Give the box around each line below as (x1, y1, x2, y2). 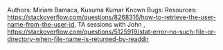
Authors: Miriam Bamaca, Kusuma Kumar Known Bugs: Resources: (7, 6, 197, 14)
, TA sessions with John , (73, 21, 145, 28)
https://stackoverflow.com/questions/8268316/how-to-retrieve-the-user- (7, 13, 216, 21)
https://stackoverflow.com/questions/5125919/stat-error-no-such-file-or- (7, 27, 216, 36)
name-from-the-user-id (7, 21, 75, 28)
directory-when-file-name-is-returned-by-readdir (7, 35, 149, 43)
